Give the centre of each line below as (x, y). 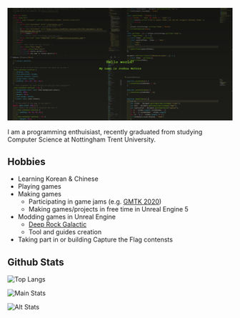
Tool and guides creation (65, 232)
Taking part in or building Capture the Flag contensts (95, 239)
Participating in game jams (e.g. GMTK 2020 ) (95, 202)
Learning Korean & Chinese (58, 179)
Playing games (40, 187)
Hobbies (27, 162)
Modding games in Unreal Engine (67, 217)
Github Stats (36, 262)
